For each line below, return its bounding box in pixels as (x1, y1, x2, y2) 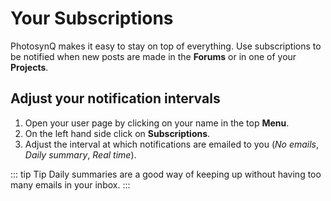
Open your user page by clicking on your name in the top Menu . (24, 117, 290, 129)
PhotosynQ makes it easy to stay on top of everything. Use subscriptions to (10, 40, 322, 52)
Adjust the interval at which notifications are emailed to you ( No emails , (24, 138, 320, 150)
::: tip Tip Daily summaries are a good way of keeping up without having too (10, 168, 322, 180)
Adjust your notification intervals (10, 90, 221, 107)
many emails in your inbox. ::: (10, 178, 131, 191)
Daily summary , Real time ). (24, 148, 137, 161)
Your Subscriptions (10, 7, 174, 30)
